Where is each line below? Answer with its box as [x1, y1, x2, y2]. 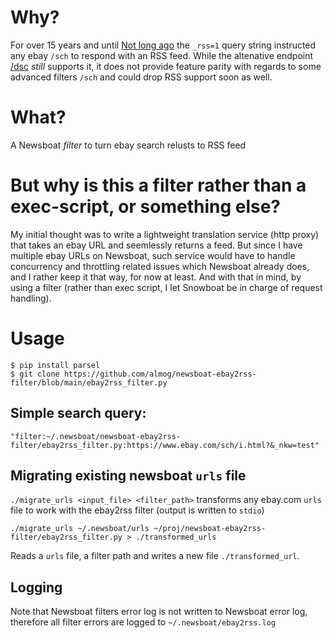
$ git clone [10, 369, 60, 379]
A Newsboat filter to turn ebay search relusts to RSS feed [10, 139, 247, 151]
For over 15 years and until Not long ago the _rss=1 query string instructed [10, 39, 317, 51]
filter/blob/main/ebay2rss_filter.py [10, 377, 168, 388]
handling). [10, 292, 52, 304]
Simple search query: [10, 405, 147, 422]
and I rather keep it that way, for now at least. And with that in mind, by [10, 271, 302, 283]
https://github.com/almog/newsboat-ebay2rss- [63, 369, 257, 379]
